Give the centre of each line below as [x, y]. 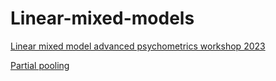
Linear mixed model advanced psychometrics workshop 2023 [138, 46]
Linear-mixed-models [102, 18]
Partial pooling [40, 65]
